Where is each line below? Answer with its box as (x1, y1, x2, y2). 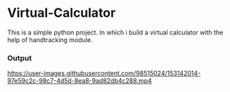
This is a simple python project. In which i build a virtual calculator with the (7, 28, 224, 37)
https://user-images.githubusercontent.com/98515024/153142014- (7, 69, 201, 78)
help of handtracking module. (7, 35, 93, 44)
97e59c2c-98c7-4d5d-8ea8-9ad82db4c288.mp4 (7, 77, 153, 85)
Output (7, 53, 32, 63)
